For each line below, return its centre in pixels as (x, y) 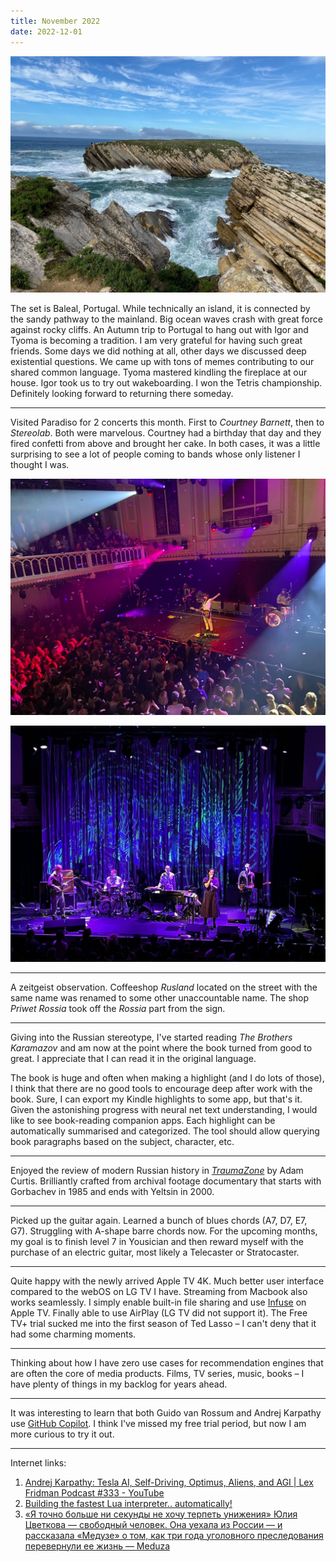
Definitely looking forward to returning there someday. (122, 393)
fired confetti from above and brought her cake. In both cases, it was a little (165, 443)
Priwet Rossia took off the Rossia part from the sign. (118, 1008)
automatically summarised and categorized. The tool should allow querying (165, 1131)
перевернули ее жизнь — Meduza (97, 1546)
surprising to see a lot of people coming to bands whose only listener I (155, 454)
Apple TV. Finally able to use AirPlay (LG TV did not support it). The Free (159, 1312)
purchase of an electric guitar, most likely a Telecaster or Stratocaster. (155, 1252)
